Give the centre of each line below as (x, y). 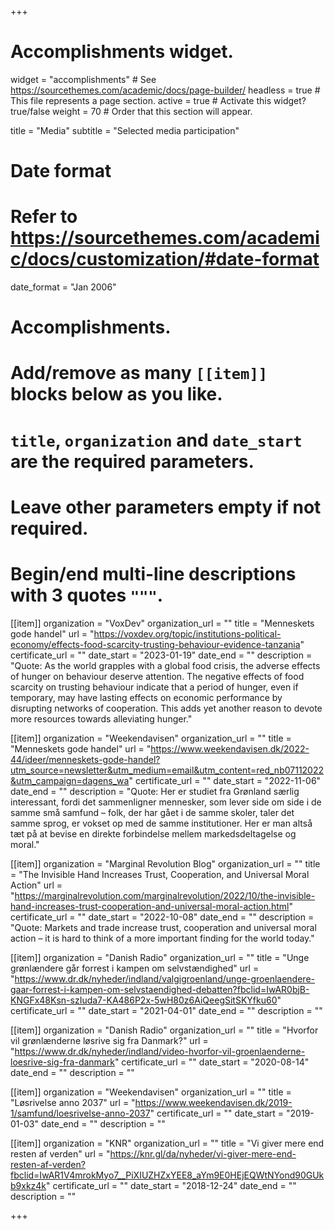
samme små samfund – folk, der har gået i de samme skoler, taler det (152, 812)
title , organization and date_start (156, 440)
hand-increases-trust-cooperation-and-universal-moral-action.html (150, 906)
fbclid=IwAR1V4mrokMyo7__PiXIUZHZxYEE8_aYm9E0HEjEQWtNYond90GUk (167, 1175)
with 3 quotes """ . (87, 595)
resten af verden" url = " (60, 1153)
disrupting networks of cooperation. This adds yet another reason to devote (166, 708)
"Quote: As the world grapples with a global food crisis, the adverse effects (165, 665)
